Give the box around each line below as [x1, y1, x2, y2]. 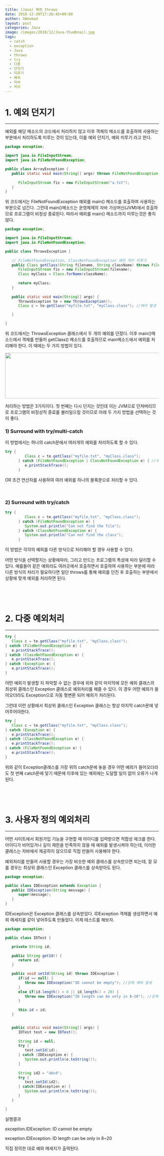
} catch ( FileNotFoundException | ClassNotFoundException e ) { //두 [18, 459, 160, 463]
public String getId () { [11, 953, 62, 958]
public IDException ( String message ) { [11, 887, 91, 893]
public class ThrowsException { [5, 249, 71, 254]
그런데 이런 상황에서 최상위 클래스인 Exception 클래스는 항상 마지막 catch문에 [5, 702, 154, 708]
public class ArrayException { [5, 167, 69, 171]
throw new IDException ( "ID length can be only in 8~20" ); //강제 [24, 994, 159, 999]
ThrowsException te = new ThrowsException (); [18, 299, 112, 304]
